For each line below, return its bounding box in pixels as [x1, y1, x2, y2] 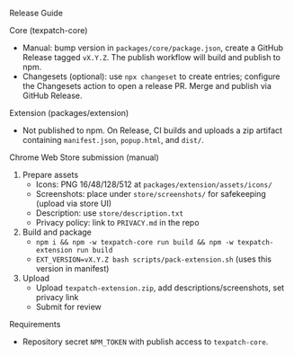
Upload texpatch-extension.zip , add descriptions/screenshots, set [35, 282, 285, 293]
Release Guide [9, 8, 63, 18]
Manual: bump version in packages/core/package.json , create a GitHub [22, 42, 284, 53]
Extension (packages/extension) [9, 108, 129, 118]
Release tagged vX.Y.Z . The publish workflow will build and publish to [22, 52, 281, 62]
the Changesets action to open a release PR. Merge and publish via [22, 81, 272, 91]
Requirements [9, 319, 61, 329]
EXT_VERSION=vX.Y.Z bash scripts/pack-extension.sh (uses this [35, 254, 272, 264]
